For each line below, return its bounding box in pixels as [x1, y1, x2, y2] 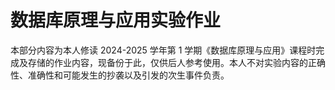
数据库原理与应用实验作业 [10, 9, 222, 32]
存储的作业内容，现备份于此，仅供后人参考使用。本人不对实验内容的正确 [27, 56, 326, 68]
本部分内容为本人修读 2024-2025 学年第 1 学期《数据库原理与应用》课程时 [10, 44, 317, 56]
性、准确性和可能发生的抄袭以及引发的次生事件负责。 [10, 69, 230, 81]
